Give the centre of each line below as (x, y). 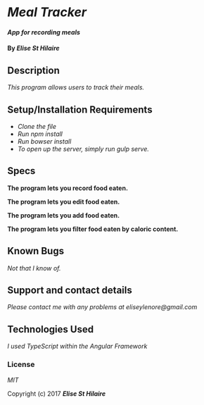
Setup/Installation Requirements (80, 110)
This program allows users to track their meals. (76, 87)
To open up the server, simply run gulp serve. (83, 149)
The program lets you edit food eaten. (64, 201)
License (21, 365)
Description (33, 70)
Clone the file (37, 126)
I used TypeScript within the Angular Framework (77, 347)
